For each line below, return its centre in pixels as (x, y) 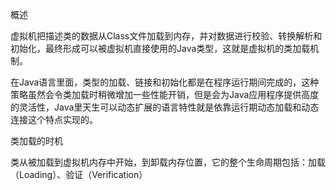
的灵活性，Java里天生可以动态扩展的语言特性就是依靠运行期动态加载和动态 (165, 107)
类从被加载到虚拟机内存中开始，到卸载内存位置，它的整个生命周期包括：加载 (168, 162)
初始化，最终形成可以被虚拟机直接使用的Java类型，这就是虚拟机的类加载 (160, 48)
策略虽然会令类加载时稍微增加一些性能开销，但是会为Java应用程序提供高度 (165, 94)
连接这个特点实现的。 (54, 119)
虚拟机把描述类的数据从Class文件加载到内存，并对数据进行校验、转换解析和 (166, 36)
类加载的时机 (36, 141)
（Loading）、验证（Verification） (79, 174)
